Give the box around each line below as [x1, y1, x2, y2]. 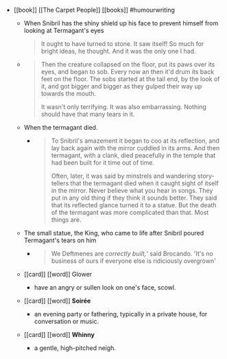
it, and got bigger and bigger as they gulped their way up [40, 82, 202, 90]
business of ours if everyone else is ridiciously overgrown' [51, 257, 216, 265]
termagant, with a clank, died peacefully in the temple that [51, 151, 216, 159]
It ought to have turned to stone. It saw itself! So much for [40, 40, 204, 47]
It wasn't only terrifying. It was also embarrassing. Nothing [40, 103, 207, 111]
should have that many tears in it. [40, 110, 135, 118]
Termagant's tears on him [23, 236, 97, 244]
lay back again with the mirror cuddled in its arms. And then [51, 144, 220, 152]
